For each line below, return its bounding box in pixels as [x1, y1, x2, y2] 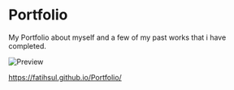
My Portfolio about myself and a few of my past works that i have [8, 32, 227, 42]
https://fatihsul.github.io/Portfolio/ [8, 72, 122, 82]
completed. [8, 41, 46, 50]
